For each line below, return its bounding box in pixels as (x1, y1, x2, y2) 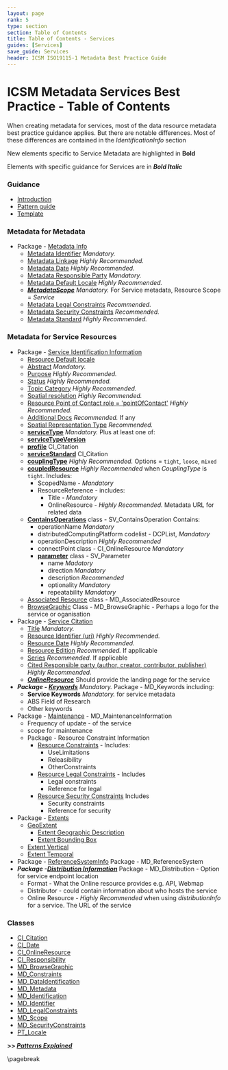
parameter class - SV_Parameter (37, 551, 131, 560)
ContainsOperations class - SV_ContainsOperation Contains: (27, 515, 201, 523)
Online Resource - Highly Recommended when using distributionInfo (27, 893, 221, 901)
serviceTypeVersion (27, 435, 86, 443)
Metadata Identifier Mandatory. (27, 249, 116, 258)
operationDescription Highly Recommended (37, 537, 162, 545)
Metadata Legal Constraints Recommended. (27, 301, 152, 309)
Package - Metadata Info (16, 242, 88, 251)
